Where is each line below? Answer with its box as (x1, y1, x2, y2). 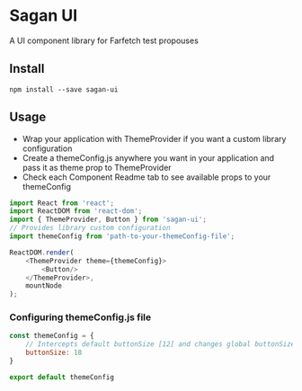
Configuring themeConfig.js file (9, 311, 152, 324)
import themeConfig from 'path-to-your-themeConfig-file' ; (9, 232, 235, 241)
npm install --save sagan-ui (9, 84, 119, 94)
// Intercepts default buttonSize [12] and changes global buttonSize (25, 340, 296, 349)
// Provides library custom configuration (9, 224, 171, 233)
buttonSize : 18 (25, 348, 83, 358)
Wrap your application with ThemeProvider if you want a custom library (22, 133, 287, 144)
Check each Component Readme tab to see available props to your (22, 172, 271, 182)
